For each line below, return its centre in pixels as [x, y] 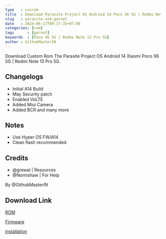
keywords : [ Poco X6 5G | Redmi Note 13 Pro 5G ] [57, 38]
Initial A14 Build [28, 89]
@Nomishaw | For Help [36, 175]
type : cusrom [22, 10]
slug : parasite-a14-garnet [36, 19]
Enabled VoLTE [28, 99]
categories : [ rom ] [24, 28]
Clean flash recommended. [40, 143]
